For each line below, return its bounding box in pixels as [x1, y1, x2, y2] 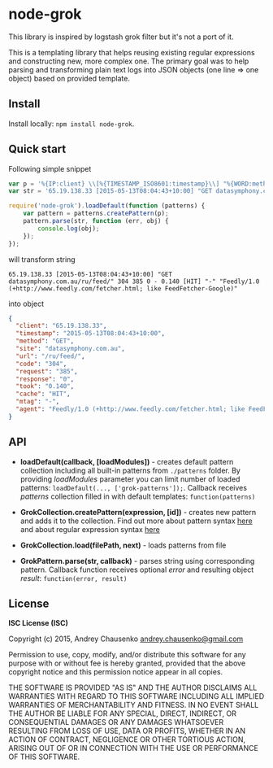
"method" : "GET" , [15, 337, 75, 346]
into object [8, 299, 45, 308]
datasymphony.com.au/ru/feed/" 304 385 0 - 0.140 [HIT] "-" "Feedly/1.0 [8, 277, 260, 286]
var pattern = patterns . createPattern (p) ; [23, 209, 169, 218]
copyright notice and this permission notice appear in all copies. [8, 667, 223, 677]
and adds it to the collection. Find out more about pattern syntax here [19, 516, 253, 526]
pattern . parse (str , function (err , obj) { [23, 217, 169, 225]
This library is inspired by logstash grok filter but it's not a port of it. [8, 32, 234, 41]
